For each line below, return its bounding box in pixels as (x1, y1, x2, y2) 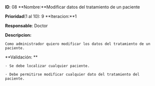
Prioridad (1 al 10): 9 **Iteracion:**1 (5, 14, 77, 19)
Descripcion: (5, 32, 31, 38)
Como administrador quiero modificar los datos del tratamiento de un (5, 42, 151, 46)
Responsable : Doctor (5, 23, 48, 29)
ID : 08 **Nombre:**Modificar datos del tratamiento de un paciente (5, 4, 140, 10)
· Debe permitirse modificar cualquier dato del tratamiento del (5, 72, 139, 77)
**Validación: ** (5, 54, 38, 60)
